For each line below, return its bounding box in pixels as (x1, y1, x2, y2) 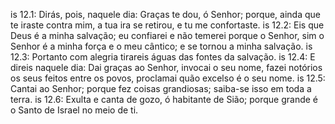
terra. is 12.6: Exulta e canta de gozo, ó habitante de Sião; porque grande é (10, 94, 319, 105)
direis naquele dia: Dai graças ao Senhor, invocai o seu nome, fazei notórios (10, 62, 323, 73)
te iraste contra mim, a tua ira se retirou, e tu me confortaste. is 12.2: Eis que (10, 19, 325, 31)
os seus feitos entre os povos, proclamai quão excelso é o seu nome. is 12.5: (10, 72, 326, 84)
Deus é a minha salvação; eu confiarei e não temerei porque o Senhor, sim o (10, 30, 325, 41)
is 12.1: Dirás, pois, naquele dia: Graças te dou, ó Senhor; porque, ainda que (10, 9, 321, 20)
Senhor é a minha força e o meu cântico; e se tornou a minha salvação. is (10, 40, 313, 52)
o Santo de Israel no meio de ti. (10, 104, 139, 116)
